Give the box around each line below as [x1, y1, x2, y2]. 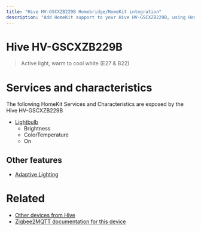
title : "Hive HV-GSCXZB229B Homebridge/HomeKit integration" [6, 8, 162, 15]
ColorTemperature [23, 131, 69, 138]
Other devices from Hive [14, 212, 76, 219]
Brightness [23, 125, 51, 132]
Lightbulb [14, 118, 39, 126]
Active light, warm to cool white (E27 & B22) [20, 60, 130, 67]
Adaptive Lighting [14, 171, 59, 178]
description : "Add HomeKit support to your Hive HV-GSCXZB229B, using [6, 14, 186, 20]
